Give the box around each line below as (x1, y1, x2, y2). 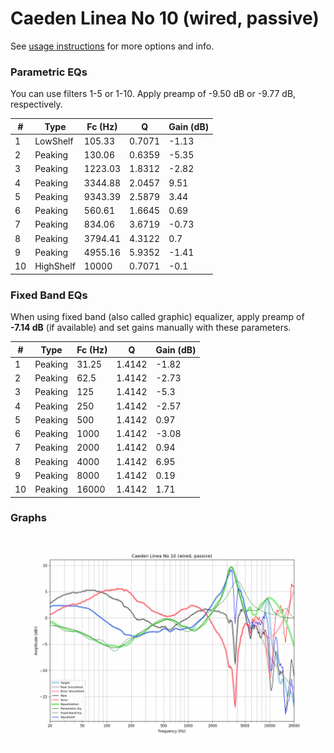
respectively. (10, 98, 63, 111)
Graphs (10, 511, 47, 525)
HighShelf (34, 260, 76, 272)
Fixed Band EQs (10, 288, 88, 302)
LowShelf (34, 135, 74, 147)
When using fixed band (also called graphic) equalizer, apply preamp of (10, 311, 305, 323)
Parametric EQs (10, 65, 88, 79)
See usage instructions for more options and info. (10, 40, 215, 52)
